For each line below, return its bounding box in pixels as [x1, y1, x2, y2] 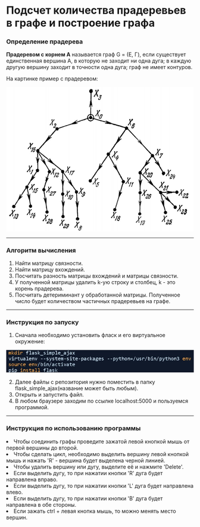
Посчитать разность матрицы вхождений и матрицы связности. [14, 272, 179, 279]
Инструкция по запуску [6, 318, 79, 326]
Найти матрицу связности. [14, 260, 83, 267]
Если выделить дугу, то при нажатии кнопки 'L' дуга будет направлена [14, 482, 194, 489]
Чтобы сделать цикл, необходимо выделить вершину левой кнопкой [14, 450, 189, 457]
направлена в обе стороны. [6, 501, 76, 508]
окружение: [14, 338, 45, 345]
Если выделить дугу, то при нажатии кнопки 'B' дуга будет [14, 495, 163, 502]
